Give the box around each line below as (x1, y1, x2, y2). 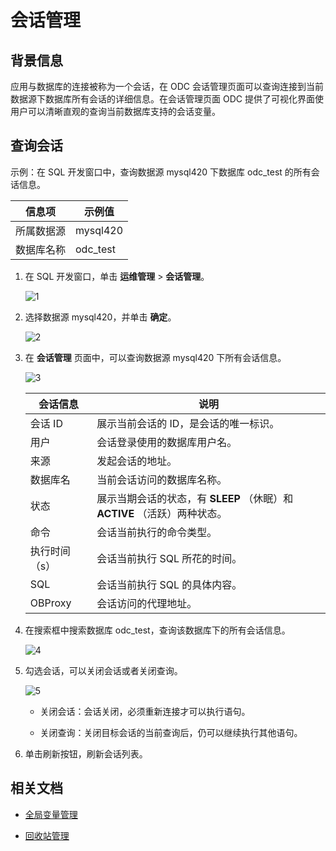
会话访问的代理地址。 (96, 596, 198, 610)
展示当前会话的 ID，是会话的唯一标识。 (96, 416, 280, 430)
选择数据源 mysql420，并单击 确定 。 (24, 311, 177, 323)
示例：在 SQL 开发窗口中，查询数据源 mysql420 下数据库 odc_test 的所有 (10, 166, 312, 178)
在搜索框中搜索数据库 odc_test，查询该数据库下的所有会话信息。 (24, 624, 291, 636)
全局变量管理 (24, 808, 78, 820)
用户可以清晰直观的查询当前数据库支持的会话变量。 (10, 106, 221, 117)
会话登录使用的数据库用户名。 (96, 435, 238, 449)
